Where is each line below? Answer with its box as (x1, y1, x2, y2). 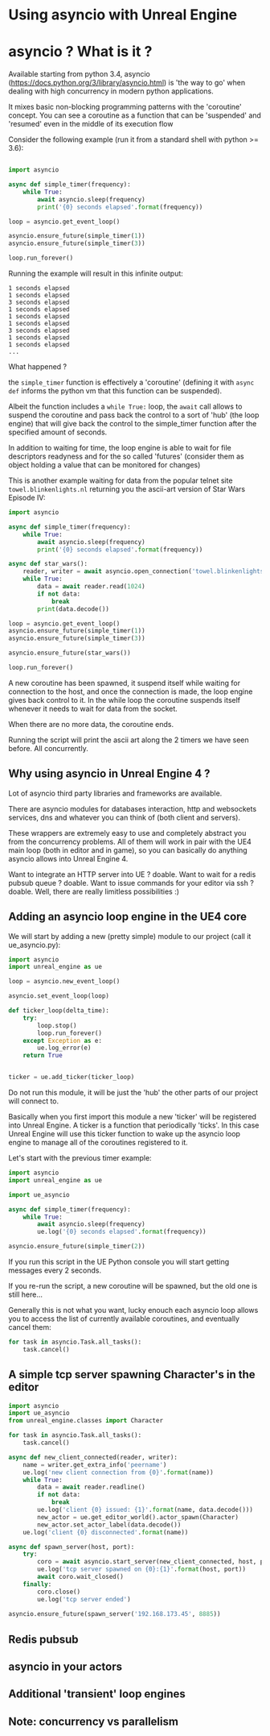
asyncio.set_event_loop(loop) (8, 992, 110, 1000)
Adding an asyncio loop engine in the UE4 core (8, 910, 247, 924)
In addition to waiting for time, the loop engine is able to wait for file (8, 443, 231, 452)
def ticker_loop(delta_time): (8, 1007, 110, 1015)
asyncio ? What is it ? (8, 43, 153, 61)
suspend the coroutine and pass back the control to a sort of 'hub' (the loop (8, 410, 260, 420)
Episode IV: (8, 493, 46, 502)
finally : (22, 1580, 52, 1589)
